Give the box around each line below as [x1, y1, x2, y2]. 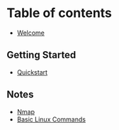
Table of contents [6, 5, 113, 21]
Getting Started [6, 49, 76, 61]
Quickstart [16, 67, 47, 76]
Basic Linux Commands [16, 115, 86, 124]
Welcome [16, 28, 45, 37]
